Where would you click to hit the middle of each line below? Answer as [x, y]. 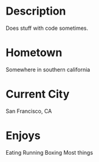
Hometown [34, 53]
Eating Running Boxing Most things [50, 152]
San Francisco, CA [29, 111]
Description [36, 11]
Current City [38, 94]
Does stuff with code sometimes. [47, 28]
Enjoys [23, 136]
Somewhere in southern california [48, 69]
